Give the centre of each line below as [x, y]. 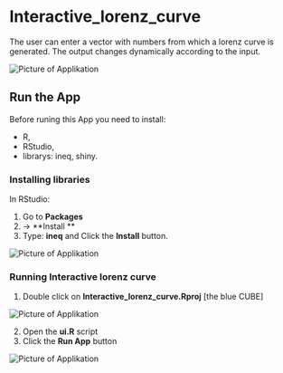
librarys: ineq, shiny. [60, 156]
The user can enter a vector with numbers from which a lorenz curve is [141, 42]
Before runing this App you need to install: [88, 119]
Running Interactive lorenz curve [83, 276]
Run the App [45, 97]
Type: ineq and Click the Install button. [95, 236]
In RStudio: [30, 199]
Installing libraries [50, 179]
